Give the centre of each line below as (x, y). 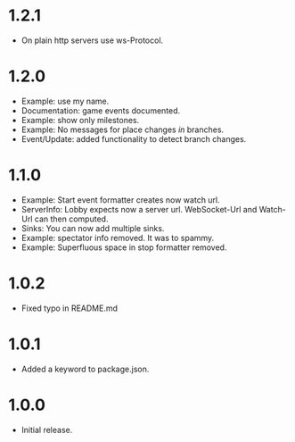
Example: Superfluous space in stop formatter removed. (124, 247)
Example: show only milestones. (80, 120)
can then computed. (71, 219)
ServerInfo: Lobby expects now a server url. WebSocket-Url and (139, 209)
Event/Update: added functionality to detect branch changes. (134, 138)
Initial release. (47, 429)
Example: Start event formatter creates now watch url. (120, 200)
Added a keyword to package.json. (85, 369)
